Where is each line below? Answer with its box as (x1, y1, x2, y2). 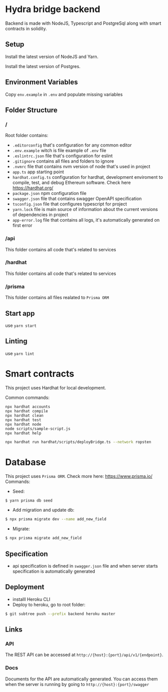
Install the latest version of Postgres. (5, 63, 81, 69)
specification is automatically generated (12, 568, 95, 574)
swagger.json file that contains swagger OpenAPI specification (12, 195, 142, 202)
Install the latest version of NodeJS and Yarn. (5, 53, 99, 59)
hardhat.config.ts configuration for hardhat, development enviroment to (12, 174, 163, 180)
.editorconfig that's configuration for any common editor (12, 142, 132, 148)
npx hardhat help (5, 431, 42, 436)
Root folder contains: (5, 132, 49, 139)
